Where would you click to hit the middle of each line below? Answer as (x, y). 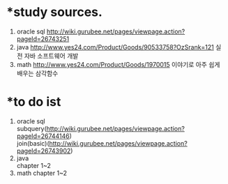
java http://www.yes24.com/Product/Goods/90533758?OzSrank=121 (115, 47)
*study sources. (54, 12)
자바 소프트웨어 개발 (51, 56)
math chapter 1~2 (42, 173)
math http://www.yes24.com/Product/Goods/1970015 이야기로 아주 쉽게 (118, 64)
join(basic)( (33, 143)
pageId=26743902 (44, 151)
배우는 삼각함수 (37, 73)
